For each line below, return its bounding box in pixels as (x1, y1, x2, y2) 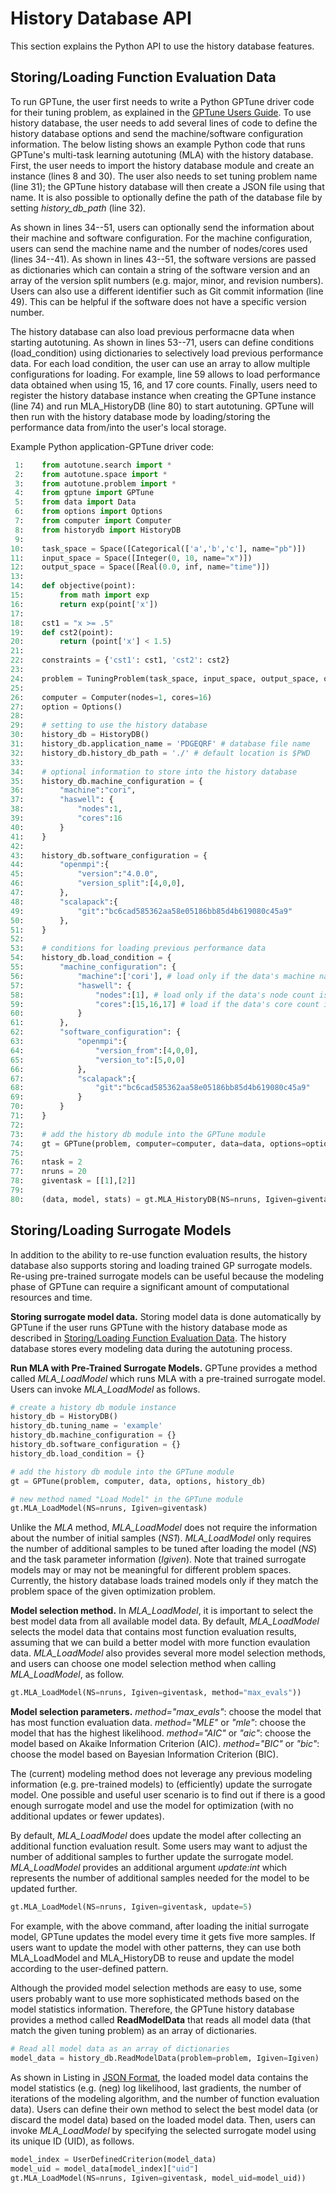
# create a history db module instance (10, 1402, 177, 1412)
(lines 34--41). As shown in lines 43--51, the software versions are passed (10, 253, 317, 265)
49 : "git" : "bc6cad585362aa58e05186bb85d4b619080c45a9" (10, 906, 293, 916)
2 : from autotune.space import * (14, 469, 168, 479)
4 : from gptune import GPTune (14, 488, 155, 498)
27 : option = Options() (10, 702, 123, 712)
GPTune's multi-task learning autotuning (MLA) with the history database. (10, 148, 314, 161)
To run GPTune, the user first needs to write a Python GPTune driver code (10, 95, 315, 107)
